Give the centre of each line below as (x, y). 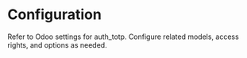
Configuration (55, 15)
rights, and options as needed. (58, 44)
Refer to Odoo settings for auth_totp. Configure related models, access (123, 37)
